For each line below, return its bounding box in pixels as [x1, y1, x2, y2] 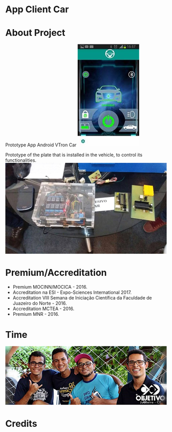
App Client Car [5, 4, 69, 15]
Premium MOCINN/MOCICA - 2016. [12, 284, 88, 290]
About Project [5, 27, 66, 39]
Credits [5, 418, 37, 429]
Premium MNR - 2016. [12, 311, 59, 317]
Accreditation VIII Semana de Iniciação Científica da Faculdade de [12, 294, 152, 300]
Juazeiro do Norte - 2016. [12, 300, 67, 306]
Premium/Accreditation [5, 267, 107, 278]
